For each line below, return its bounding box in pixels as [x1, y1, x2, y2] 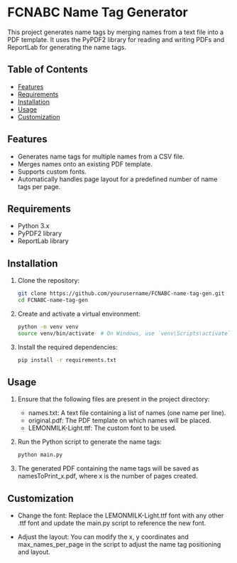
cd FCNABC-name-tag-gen [17, 296, 89, 304]
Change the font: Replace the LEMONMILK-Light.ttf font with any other [17, 511, 224, 520]
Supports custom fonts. [17, 167, 87, 176]
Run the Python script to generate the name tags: [17, 438, 162, 446]
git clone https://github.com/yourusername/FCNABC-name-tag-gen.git [17, 290, 225, 297]
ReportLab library [17, 237, 69, 245]
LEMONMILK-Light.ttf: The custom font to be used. [28, 424, 177, 432]
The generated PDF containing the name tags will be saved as [17, 464, 199, 473]
